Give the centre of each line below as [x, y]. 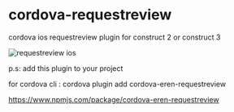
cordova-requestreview [90, 15]
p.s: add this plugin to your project [66, 68]
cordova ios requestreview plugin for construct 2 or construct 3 [115, 37]
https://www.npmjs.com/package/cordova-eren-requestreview [114, 99]
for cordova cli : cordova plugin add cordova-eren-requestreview [117, 84]
